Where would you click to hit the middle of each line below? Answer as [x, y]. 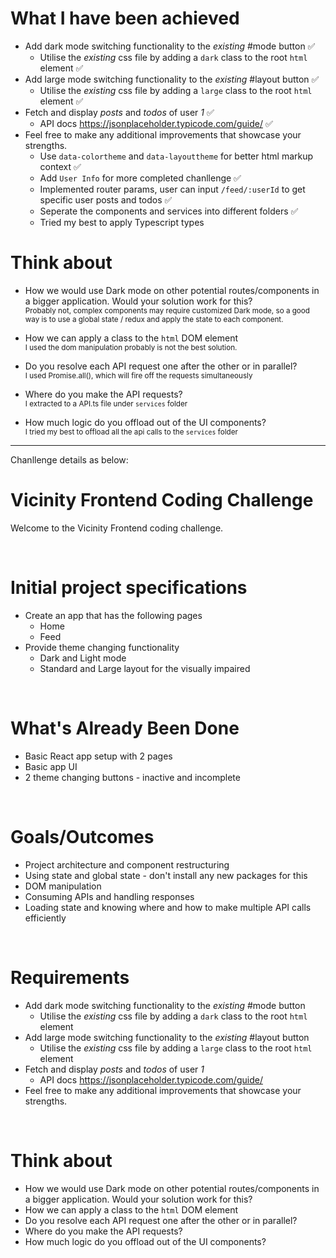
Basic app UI [51, 766]
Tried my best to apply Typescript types [122, 222]
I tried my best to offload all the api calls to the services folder [131, 432]
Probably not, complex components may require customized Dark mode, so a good [167, 310]
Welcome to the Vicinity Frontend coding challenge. [117, 528]
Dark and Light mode [83, 658]
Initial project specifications [129, 588]
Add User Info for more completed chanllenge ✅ [140, 178]
